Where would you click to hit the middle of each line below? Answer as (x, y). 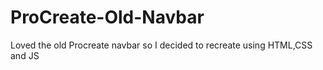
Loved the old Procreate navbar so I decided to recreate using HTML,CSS (161, 45)
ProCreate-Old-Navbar (107, 17)
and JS (25, 55)
